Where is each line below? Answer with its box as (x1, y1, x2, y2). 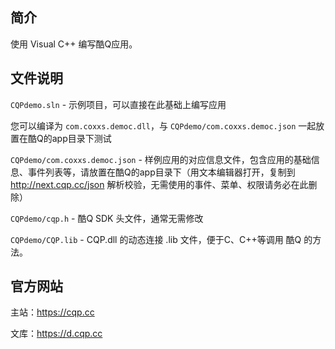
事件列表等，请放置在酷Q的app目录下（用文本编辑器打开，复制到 (27, 166, 296, 178)
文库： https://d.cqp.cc (10, 328, 103, 340)
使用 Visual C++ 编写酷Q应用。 (10, 38, 138, 50)
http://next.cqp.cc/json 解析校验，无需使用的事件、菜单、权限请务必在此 (10, 178, 309, 190)
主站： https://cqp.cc (10, 306, 95, 318)
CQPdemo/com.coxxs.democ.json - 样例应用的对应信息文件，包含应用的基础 (10, 153, 312, 165)
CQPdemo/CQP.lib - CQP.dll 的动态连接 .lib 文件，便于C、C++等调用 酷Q (10, 233, 302, 245)
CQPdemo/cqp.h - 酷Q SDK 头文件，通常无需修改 (10, 212, 204, 224)
